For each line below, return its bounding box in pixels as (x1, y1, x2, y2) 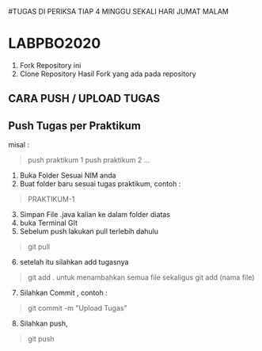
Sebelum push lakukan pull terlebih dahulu (19, 227, 159, 236)
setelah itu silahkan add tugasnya (19, 258, 129, 267)
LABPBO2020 (8, 35, 101, 52)
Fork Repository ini (19, 60, 82, 70)
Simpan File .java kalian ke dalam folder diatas (19, 210, 171, 219)
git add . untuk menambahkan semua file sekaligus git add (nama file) (27, 273, 255, 282)
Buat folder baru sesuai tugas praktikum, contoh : (19, 179, 181, 189)
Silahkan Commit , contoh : (19, 288, 108, 298)
